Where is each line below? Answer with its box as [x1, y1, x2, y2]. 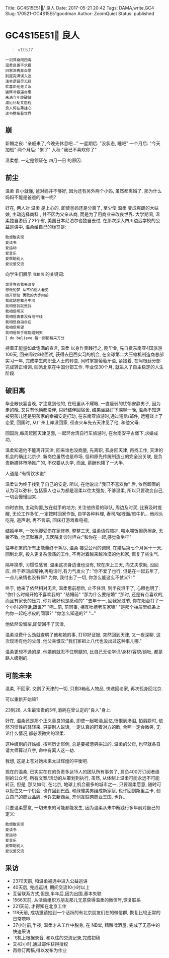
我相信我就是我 [5, 303, 32, 308]
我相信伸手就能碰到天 [5, 330, 43, 335]
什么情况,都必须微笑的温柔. [9, 730, 65, 736]
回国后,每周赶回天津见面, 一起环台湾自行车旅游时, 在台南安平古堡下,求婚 [5, 430, 154, 436]
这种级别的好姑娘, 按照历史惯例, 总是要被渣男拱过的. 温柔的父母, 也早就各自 [5, 741, 161, 747]
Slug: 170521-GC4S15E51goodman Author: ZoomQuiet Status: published [5, 11, 154, 17]
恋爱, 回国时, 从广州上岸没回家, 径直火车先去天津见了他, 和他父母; [5, 419, 140, 425]
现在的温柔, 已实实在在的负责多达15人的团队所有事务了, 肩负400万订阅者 [5, 769, 155, 775]
